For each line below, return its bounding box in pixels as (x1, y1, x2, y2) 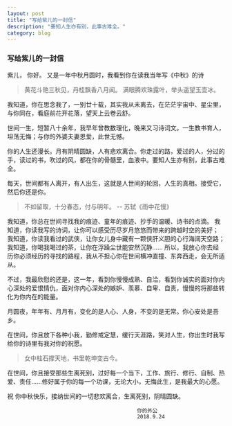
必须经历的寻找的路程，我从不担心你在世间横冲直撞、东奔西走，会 (19, 251, 207, 260)
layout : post (7, 10, 45, 17)
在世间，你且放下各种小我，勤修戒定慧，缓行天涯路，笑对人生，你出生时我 (7, 330, 219, 339)
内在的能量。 (25, 292, 62, 301)
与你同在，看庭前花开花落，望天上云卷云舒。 (7, 109, 135, 117)
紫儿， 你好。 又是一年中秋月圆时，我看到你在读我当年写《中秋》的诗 (7, 71, 204, 79)
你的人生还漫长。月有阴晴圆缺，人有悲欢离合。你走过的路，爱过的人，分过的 (7, 147, 225, 155)
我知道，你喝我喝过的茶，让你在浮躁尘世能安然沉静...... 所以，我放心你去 (7, 243, 213, 251)
